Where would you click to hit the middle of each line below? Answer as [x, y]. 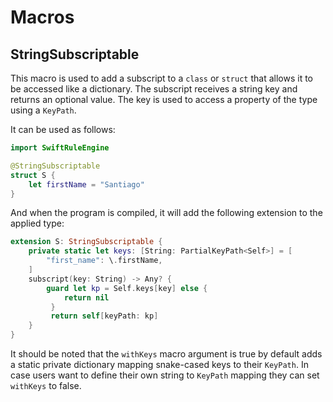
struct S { [33, 175]
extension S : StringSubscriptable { [86, 242]
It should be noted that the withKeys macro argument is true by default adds [166, 354]
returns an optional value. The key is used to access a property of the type [164, 99]
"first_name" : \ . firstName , [104, 261]
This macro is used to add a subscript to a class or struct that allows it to [161, 78]
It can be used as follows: [63, 129]
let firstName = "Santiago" [86, 184]
